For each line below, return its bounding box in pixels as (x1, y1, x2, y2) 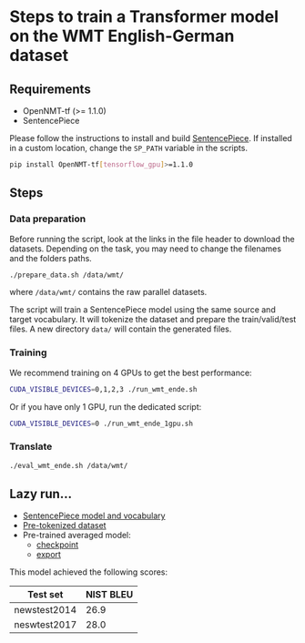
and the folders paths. (9, 252, 93, 263)
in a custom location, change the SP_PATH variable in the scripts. (9, 143, 249, 153)
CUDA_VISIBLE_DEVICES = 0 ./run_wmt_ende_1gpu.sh (9, 419, 194, 428)
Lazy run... (9, 486, 73, 502)
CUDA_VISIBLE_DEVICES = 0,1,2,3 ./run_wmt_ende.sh (9, 384, 198, 393)
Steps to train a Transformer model (9, 6, 280, 27)
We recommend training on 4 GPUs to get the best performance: (9, 367, 252, 378)
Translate (9, 440, 53, 453)
